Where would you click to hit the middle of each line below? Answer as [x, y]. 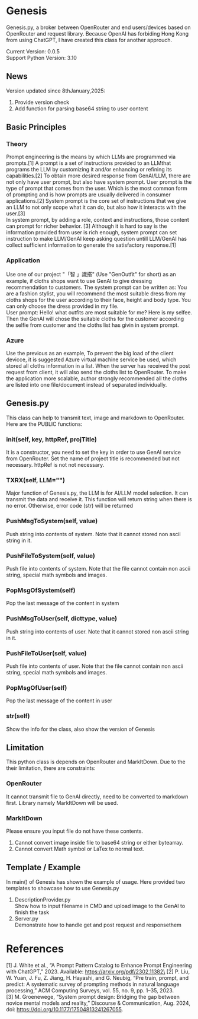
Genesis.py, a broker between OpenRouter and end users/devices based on [98, 27]
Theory [17, 144]
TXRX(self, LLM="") [35, 480]
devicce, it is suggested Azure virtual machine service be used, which [91, 359]
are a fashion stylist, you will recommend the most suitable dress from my [96, 293]
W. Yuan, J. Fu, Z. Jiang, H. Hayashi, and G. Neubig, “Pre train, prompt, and [98, 977]
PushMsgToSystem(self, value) [52, 521]
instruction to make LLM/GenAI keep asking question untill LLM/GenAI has [97, 239]
